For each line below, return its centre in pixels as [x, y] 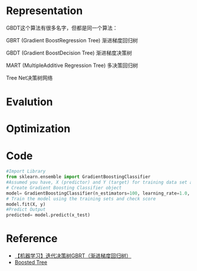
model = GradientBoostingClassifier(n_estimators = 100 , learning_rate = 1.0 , [98, 193]
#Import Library [26, 172]
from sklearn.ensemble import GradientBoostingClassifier [78, 177]
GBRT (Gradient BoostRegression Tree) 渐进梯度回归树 [72, 40]
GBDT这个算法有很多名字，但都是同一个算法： [62, 28]
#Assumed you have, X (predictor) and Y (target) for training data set [97, 182]
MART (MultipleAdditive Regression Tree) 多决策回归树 [72, 65]
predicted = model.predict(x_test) [48, 215]
